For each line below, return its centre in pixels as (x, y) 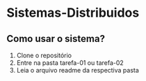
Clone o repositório (44, 55)
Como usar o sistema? (56, 39)
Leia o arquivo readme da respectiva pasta (78, 70)
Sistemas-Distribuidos (73, 13)
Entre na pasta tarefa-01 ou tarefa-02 (70, 63)
